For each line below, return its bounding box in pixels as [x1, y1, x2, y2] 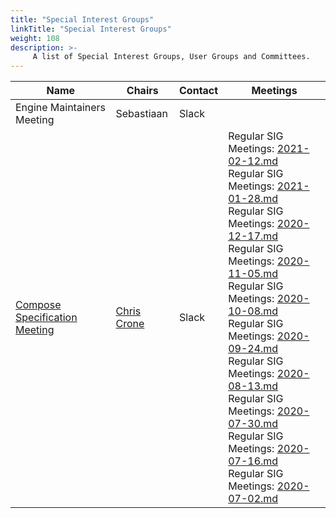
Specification [15, 311, 78, 325]
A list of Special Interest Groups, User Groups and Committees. [32, 52, 311, 62]
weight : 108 [10, 33, 60, 43]
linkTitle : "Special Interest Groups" [10, 24, 172, 34]
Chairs [126, 84, 159, 98]
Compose [15, 298, 62, 312]
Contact [179, 84, 219, 98]
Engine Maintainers [15, 101, 107, 115]
